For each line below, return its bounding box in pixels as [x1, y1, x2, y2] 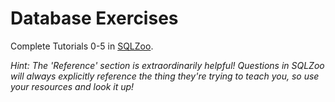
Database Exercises [10, 7, 179, 30]
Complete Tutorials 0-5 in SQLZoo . [10, 40, 154, 52]
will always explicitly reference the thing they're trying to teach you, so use [10, 70, 320, 82]
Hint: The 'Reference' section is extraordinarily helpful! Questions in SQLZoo [10, 59, 325, 71]
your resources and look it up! [10, 80, 135, 92]
